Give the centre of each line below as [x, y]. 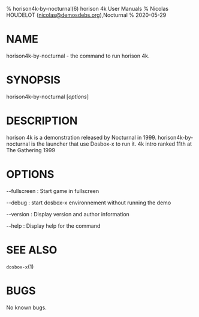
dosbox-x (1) [20, 267]
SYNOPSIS [34, 80]
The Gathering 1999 [31, 150]
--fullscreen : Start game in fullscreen [53, 191]
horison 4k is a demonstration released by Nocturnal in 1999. [82, 137]
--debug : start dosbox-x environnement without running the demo [89, 203]
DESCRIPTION [42, 121]
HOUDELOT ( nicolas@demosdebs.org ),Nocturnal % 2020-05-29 [86, 15]
